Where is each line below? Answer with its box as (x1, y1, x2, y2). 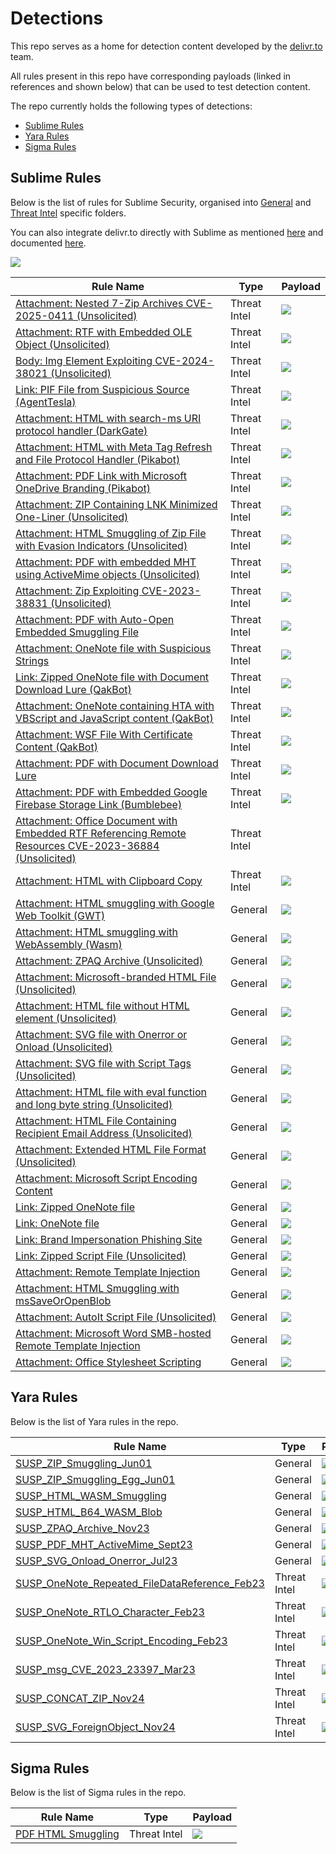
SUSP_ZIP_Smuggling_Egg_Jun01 (15, 1472, 176, 1486)
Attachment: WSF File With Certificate (15, 727, 193, 741)
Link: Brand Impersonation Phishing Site (15, 1232, 203, 1246)
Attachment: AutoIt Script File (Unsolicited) (15, 1310, 217, 1324)
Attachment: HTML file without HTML (15, 998, 190, 1012)
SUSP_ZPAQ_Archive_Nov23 (15, 1521, 150, 1535)
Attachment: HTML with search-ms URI (15, 411, 202, 425)
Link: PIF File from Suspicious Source (15, 382, 190, 396)
